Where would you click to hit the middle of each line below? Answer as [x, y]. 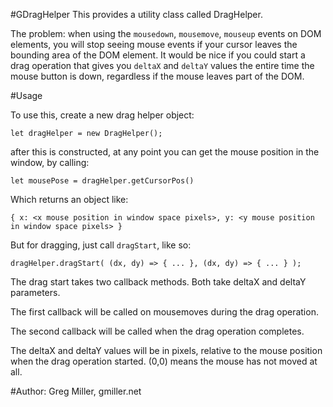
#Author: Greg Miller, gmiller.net [76, 391]
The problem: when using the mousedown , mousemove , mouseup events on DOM [166, 33]
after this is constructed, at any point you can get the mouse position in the [165, 152]
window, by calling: [50, 162]
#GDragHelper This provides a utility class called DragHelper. [136, 14]
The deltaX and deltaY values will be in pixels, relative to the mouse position [166, 350]
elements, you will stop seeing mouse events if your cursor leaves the [154, 44]
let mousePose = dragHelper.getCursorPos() [102, 181]
